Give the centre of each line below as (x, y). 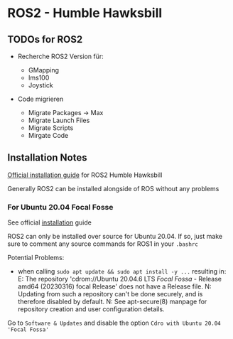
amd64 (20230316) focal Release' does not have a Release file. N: (114, 286)
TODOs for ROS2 (45, 39)
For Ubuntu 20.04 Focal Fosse (60, 207)
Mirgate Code (48, 135)
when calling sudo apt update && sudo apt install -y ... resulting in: (122, 271)
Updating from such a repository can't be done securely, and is (110, 294)
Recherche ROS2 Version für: (61, 56)
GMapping (43, 70)
